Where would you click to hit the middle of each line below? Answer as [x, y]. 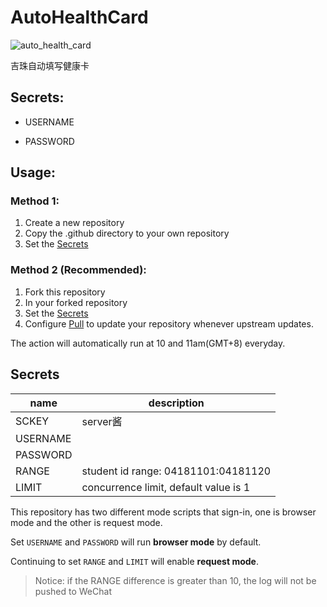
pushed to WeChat [73, 591]
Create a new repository [74, 223]
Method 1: [35, 201]
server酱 [102, 421]
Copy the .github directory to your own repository [127, 233]
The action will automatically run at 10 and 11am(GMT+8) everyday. [148, 343]
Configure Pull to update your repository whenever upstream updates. [169, 323]
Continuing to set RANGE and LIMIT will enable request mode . [134, 561]
